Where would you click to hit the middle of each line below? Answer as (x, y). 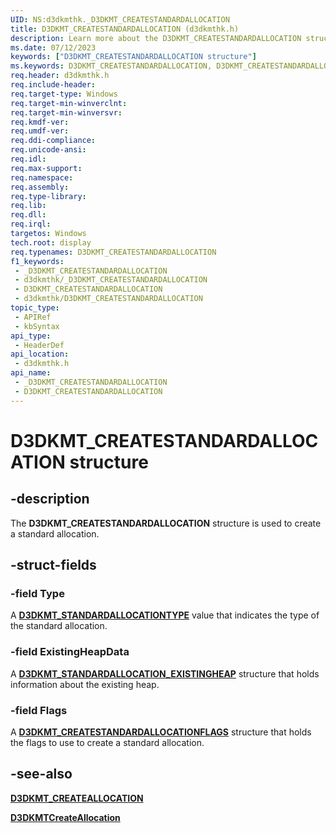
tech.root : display (51, 242)
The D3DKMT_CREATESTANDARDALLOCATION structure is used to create (166, 523)
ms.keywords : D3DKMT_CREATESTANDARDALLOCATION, (111, 66)
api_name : (31, 373)
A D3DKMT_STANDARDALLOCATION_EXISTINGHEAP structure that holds (165, 673)
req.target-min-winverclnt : (69, 103)
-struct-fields (53, 565)
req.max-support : (46, 168)
